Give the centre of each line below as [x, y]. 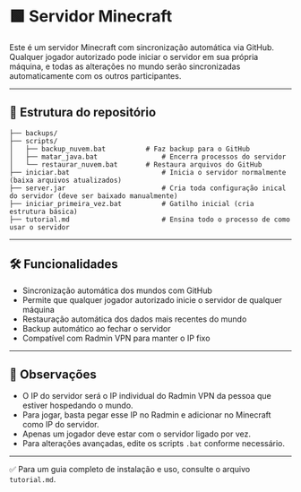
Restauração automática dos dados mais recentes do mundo [134, 319]
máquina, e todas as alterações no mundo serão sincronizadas [125, 66]
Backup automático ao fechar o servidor [97, 328]
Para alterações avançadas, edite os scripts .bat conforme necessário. [153, 444]
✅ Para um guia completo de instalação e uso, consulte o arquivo [130, 470]
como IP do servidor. [61, 425]
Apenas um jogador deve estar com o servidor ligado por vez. [136, 434]
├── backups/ [34, 133]
